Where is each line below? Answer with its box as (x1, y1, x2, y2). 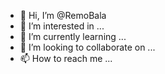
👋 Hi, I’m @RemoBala (19, 10, 107, 21)
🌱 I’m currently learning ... (19, 31, 127, 42)
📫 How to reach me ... (19, 53, 113, 64)
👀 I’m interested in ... (19, 20, 105, 32)
